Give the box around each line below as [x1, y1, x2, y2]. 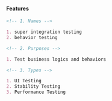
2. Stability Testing [6, 84, 61, 90]
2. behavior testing [6, 34, 58, 40]
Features [6, 5, 29, 12]
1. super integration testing [6, 29, 82, 35]
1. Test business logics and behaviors [6, 56, 107, 63]
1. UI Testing [6, 78, 42, 84]
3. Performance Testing [6, 89, 66, 96]
